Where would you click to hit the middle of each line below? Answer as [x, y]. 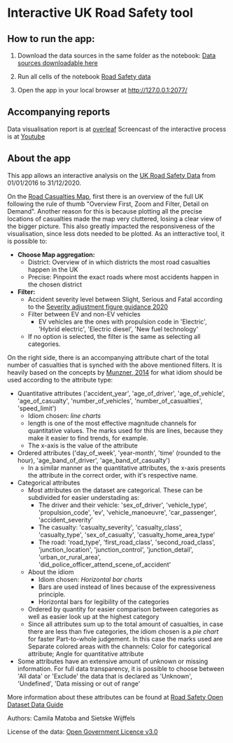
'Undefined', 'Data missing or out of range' [79, 683]
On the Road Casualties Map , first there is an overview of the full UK [106, 196]
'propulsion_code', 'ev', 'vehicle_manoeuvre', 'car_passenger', [127, 512]
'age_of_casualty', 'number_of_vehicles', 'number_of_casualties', [110, 401]
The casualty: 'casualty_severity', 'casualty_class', [110, 527]
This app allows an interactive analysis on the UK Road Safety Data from [111, 175]
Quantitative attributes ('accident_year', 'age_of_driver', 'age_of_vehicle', [121, 393]
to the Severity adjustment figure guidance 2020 [98, 307]
